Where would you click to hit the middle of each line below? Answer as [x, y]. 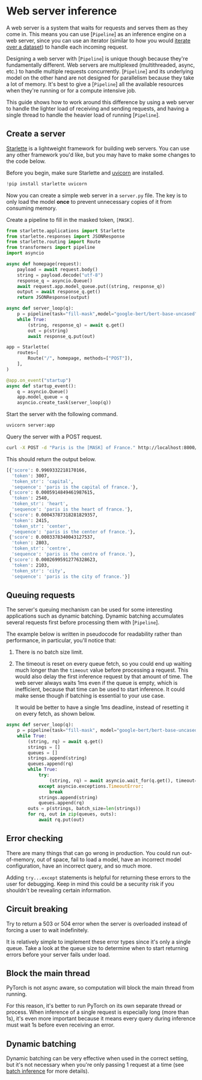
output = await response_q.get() [59, 292]
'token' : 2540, [31, 498]
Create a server [36, 134]
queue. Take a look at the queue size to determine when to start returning [97, 948]
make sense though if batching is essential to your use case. [90, 696]
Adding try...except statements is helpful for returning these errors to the [99, 877]
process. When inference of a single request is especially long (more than [98, 1012]
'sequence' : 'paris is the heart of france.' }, [72, 509]
